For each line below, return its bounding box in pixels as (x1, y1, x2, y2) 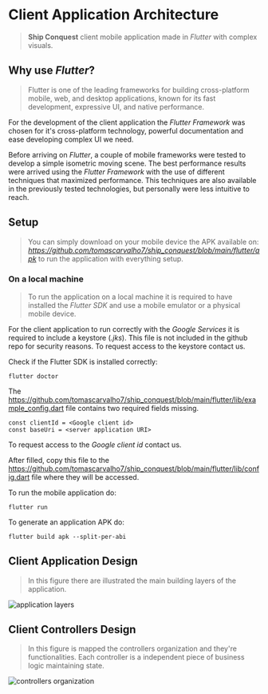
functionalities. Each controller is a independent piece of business (27, 652, 245, 662)
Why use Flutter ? (8, 64, 96, 78)
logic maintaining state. (27, 661, 105, 671)
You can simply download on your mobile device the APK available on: (27, 237, 259, 246)
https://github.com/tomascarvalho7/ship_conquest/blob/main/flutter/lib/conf (8, 464, 260, 473)
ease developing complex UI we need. (8, 134, 134, 144)
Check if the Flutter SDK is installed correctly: (8, 357, 158, 366)
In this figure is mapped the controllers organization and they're (27, 644, 238, 653)
